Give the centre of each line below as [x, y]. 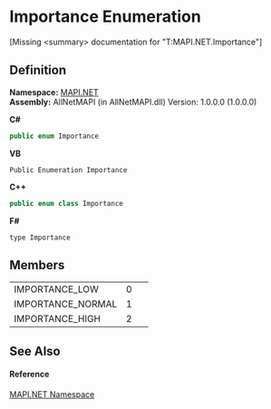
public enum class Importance [67, 203]
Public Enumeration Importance [68, 170]
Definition [38, 70]
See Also [35, 351]
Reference [29, 375]
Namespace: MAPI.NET [54, 92]
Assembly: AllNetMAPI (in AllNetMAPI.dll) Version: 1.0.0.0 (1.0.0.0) [133, 102]
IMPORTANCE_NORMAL [66, 304]
